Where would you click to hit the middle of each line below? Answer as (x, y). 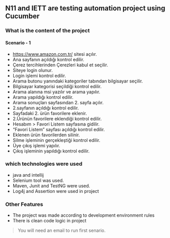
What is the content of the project (47, 31)
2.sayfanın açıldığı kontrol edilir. (46, 108)
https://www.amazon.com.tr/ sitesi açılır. (55, 54)
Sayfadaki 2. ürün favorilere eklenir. (50, 113)
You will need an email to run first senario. (61, 230)
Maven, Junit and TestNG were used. (51, 186)
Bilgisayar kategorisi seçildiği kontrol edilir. (57, 86)
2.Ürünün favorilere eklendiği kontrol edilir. (57, 118)
